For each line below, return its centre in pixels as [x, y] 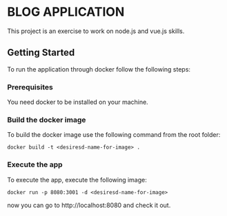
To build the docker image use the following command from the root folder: [114, 135]
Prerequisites [30, 87]
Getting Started [41, 53]
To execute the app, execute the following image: [77, 180]
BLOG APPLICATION [66, 12]
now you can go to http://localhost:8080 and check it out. [89, 205]
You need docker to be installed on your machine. [78, 102]
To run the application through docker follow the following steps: [99, 69]
